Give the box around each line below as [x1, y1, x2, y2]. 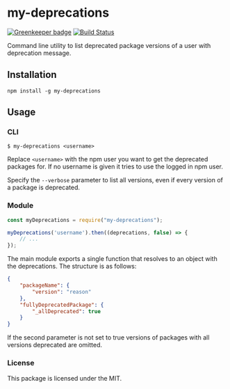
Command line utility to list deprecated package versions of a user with [7, 41, 211, 49]
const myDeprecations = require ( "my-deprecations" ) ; [7, 216, 163, 223]
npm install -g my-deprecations [7, 87, 101, 95]
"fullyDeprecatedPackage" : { [19, 301, 104, 308]
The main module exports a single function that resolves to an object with [7, 255, 217, 263]
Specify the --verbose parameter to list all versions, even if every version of [7, 176, 224, 184]
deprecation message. [7, 49, 72, 57]
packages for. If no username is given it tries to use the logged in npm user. [7, 162, 224, 171]
